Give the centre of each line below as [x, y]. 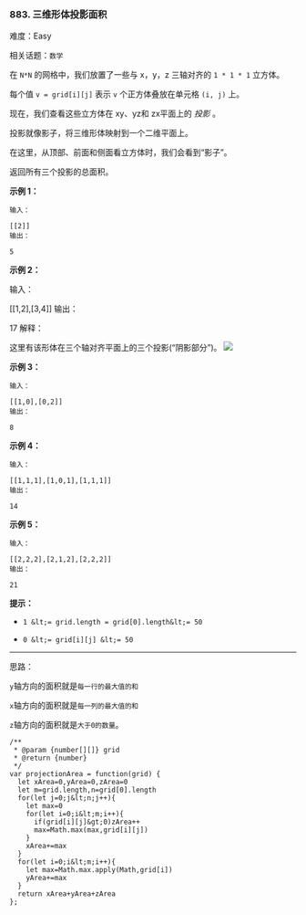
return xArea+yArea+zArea [67, 894]
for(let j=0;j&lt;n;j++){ [67, 798]
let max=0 [45, 806]
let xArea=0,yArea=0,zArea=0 [73, 783]
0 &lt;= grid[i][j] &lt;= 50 [78, 640]
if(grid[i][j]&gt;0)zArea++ [87, 822]
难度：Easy [31, 36]
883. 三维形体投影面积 [58, 14]
